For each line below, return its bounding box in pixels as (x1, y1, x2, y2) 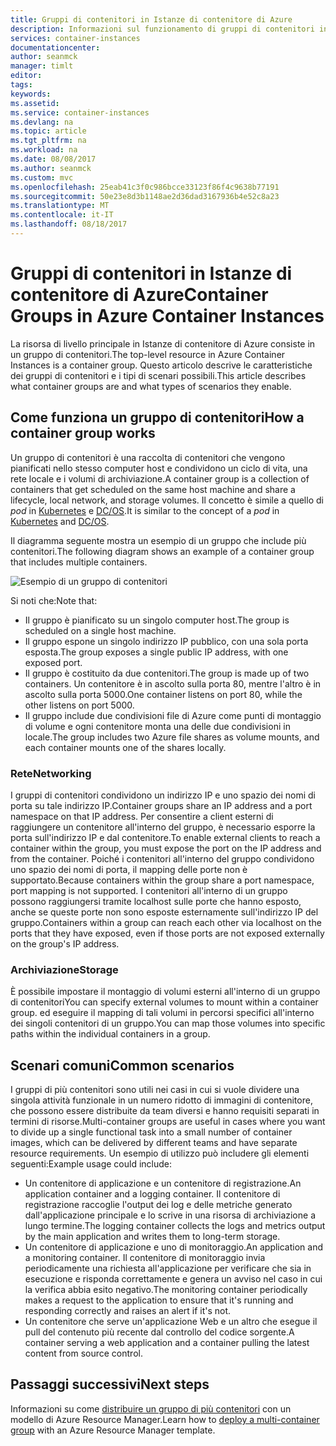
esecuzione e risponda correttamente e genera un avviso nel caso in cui (24, 1273, 323, 1285)
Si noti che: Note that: (10, 594, 98, 606)
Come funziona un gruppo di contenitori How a (10, 409, 305, 426)
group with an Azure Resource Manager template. (10, 1424, 216, 1436)
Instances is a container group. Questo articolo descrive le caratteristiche (10, 359, 313, 371)
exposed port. (24, 656, 83, 668)
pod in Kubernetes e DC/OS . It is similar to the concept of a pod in (10, 504, 280, 516)
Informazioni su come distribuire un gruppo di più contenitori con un (10, 1402, 292, 1415)
